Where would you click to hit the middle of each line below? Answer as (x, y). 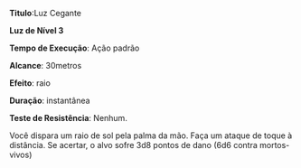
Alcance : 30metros (46, 65)
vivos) (21, 154)
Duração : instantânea (50, 100)
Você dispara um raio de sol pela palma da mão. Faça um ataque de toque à (151, 135)
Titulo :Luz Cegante (45, 13)
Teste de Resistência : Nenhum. (69, 118)
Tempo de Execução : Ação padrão (75, 48)
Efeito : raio (30, 83)
